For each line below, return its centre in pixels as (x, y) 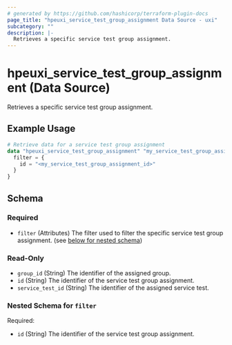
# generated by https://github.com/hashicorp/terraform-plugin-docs (108, 13)
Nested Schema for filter (52, 306)
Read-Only (26, 258)
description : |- (30, 33)
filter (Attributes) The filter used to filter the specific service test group (120, 233)
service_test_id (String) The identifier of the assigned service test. (113, 288)
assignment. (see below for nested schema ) (80, 240)
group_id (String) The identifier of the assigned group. (94, 273)
